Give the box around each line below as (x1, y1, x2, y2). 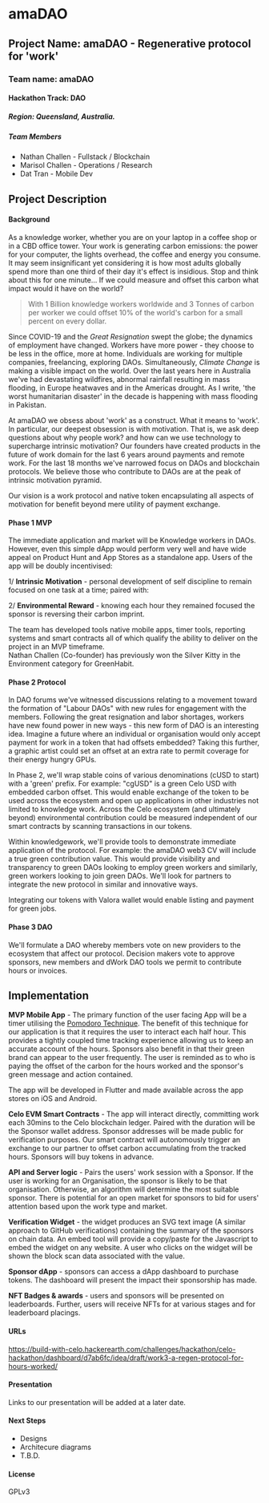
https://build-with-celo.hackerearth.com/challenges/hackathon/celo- (8, 1344, 236, 1354)
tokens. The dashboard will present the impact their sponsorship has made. (8, 1275, 258, 1285)
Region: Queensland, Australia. (8, 112, 115, 121)
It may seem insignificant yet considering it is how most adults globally (8, 258, 242, 268)
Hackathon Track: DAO (8, 93, 86, 103)
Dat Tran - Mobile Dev (19, 169, 94, 179)
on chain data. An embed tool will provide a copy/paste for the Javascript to (8, 1234, 259, 1244)
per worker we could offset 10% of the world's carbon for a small (27, 308, 243, 318)
